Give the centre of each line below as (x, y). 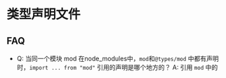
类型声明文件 (44, 14)
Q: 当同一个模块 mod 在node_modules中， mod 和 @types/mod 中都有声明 (118, 58)
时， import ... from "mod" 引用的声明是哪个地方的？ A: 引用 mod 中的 (117, 67)
